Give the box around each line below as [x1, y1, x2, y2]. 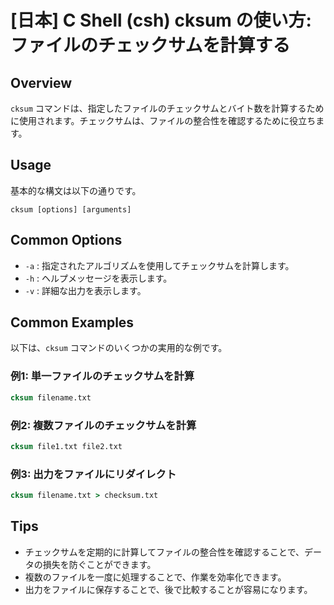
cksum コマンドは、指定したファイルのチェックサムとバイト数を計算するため [10, 102, 325, 114]
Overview [10, 74, 73, 91]
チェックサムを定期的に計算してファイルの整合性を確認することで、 [24, 546, 305, 558]
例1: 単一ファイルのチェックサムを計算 [10, 369, 195, 383]
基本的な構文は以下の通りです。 [10, 184, 142, 196]
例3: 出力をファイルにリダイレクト [10, 467, 177, 481]
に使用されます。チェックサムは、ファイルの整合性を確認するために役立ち [10, 115, 317, 126]
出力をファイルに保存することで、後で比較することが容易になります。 [24, 583, 313, 595]
